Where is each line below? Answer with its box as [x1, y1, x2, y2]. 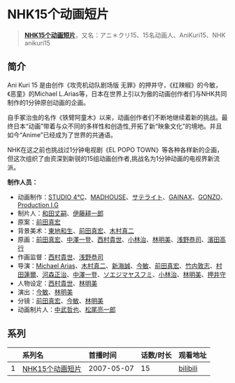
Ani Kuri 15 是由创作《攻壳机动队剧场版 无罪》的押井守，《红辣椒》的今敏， [7, 81, 222, 89]
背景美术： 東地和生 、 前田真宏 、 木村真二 [17, 226, 134, 235]
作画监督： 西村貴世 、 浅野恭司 [17, 253, 104, 261]
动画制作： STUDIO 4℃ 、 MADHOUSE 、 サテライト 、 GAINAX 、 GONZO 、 [17, 193, 227, 201]
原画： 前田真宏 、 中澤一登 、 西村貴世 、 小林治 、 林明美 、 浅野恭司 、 [17, 235, 208, 244]
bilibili [178, 363, 198, 373]
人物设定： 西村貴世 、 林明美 [17, 279, 98, 287]
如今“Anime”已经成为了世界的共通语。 [7, 130, 117, 139]
